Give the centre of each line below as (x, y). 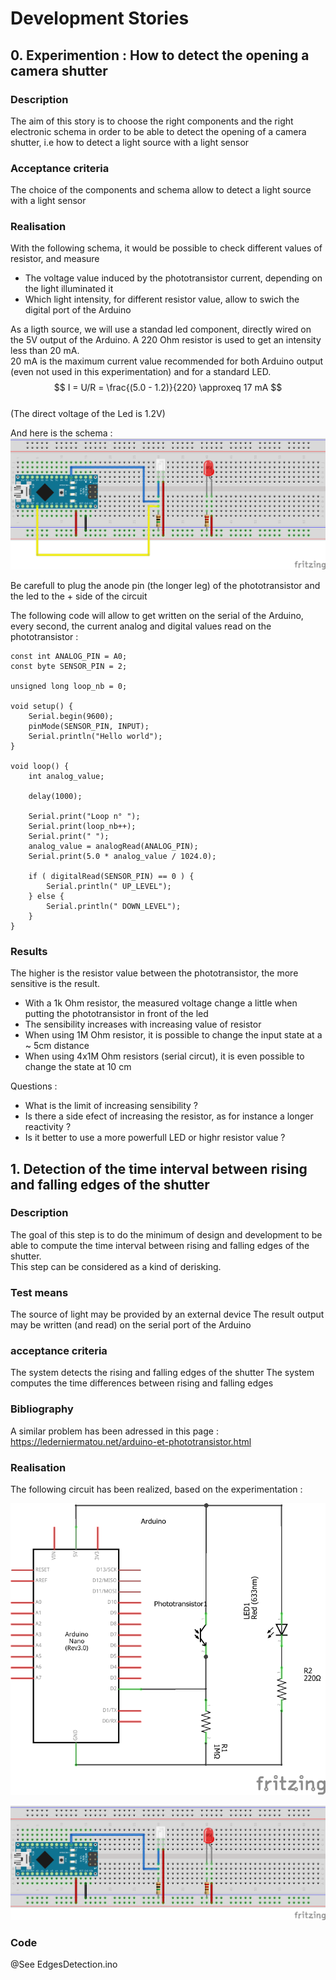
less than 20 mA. (45, 351)
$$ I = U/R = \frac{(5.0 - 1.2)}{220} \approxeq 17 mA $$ (168, 388)
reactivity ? (48, 1127)
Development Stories (100, 18)
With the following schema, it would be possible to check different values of (166, 248)
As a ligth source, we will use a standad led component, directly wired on (161, 329)
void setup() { (42, 706)
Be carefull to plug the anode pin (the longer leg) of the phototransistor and (165, 585)
